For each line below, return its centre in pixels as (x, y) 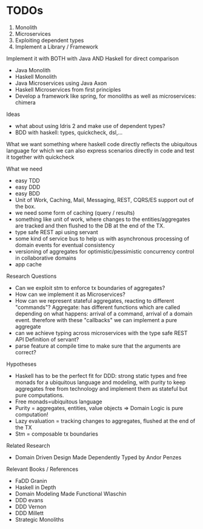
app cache (28, 264)
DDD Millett (29, 513)
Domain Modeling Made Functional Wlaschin (71, 494)
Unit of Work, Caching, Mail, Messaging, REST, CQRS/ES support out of (104, 200)
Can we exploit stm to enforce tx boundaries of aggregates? (90, 288)
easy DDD (28, 187)
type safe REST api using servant (56, 232)
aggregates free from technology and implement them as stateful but (101, 388)
